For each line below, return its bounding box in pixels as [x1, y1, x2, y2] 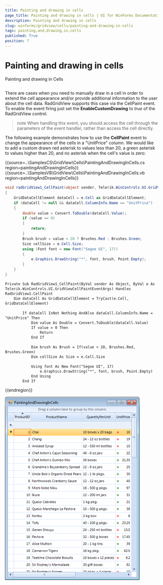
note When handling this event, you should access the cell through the [16, 120, 158, 126]
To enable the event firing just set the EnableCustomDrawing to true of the [5, 106, 155, 112]
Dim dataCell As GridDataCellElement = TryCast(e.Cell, [14, 296, 130, 301]
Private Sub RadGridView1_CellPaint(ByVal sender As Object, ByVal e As [5, 282, 155, 286]
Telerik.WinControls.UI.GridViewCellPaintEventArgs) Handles [5, 286, 131, 291]
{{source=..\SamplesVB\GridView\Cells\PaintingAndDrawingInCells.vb [5, 170, 145, 176]
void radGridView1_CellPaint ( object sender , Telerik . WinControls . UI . [5, 185, 149, 190]
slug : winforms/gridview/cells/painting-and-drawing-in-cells [5, 23, 133, 28]
